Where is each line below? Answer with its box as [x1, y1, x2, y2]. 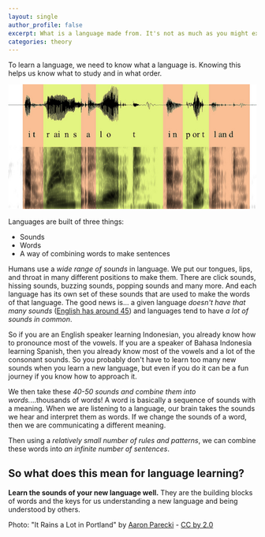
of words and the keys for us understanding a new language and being [8, 496, 238, 505]
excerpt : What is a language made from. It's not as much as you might [8, 29, 248, 37]
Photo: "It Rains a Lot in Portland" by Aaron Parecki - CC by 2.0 [8, 520, 214, 529]
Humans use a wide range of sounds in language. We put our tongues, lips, [8, 264, 253, 274]
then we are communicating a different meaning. [8, 420, 166, 430]
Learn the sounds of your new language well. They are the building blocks [8, 487, 253, 497]
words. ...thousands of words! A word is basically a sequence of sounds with [8, 395, 256, 405]
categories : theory [8, 38, 73, 46]
